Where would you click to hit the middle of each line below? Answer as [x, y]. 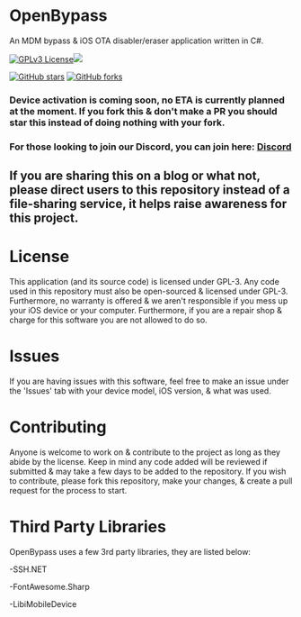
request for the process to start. [68, 490]
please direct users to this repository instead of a [150, 190]
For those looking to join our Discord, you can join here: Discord [150, 147]
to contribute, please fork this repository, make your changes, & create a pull [151, 481]
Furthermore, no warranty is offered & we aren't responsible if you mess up [149, 301]
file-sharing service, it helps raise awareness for [148, 204]
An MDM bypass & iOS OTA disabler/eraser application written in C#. [137, 41]
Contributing [58, 427]
